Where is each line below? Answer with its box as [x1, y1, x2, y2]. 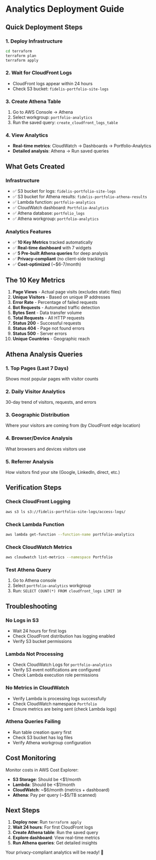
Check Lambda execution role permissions [12, 672, 99, 678]
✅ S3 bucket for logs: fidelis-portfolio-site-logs [12, 188, 116, 194]
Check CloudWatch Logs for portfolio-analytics [12, 662, 113, 667]
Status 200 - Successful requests [12, 320, 81, 326]
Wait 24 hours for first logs [12, 628, 67, 634]
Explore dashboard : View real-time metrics [12, 835, 100, 841]
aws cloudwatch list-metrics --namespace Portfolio [5, 555, 113, 560]
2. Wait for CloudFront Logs [5, 70, 72, 76]
